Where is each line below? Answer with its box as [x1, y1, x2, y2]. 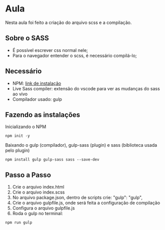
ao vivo [12, 91, 28, 97]
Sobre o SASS [5, 34, 49, 42]
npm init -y [5, 133, 30, 139]
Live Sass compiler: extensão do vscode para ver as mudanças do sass [12, 85, 160, 91]
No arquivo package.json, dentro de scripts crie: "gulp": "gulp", [12, 195, 142, 201]
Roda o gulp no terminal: [12, 211, 63, 217]
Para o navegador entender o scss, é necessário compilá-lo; [12, 52, 137, 58]
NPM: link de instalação [12, 80, 61, 86]
